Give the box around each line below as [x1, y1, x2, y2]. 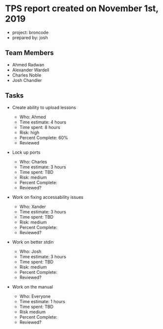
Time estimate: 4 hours [19, 119, 67, 125]
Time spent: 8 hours [19, 124, 60, 130]
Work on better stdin [12, 239, 54, 245]
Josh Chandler [12, 77, 42, 83]
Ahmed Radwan [12, 62, 45, 67]
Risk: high [19, 129, 40, 135]
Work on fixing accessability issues [12, 194, 84, 200]
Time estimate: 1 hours [19, 298, 65, 304]
